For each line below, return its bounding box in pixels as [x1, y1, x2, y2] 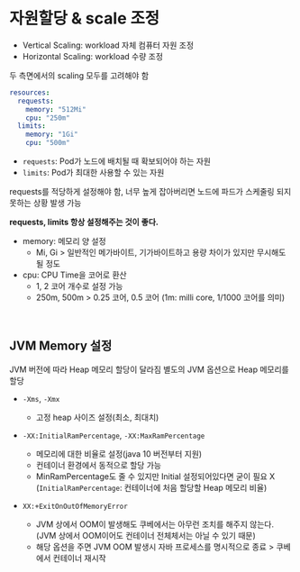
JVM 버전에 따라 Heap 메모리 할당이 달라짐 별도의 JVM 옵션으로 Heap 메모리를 [9, 364, 290, 375]
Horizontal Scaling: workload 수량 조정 [22, 50, 164, 61]
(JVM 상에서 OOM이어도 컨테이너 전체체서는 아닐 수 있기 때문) [35, 530, 257, 540]
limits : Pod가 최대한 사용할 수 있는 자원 [22, 168, 165, 178]
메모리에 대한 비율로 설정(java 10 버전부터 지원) [35, 448, 203, 459]
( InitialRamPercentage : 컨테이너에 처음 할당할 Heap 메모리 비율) [35, 482, 268, 493]
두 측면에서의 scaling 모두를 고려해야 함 [9, 69, 150, 81]
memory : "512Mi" [25, 104, 87, 113]
